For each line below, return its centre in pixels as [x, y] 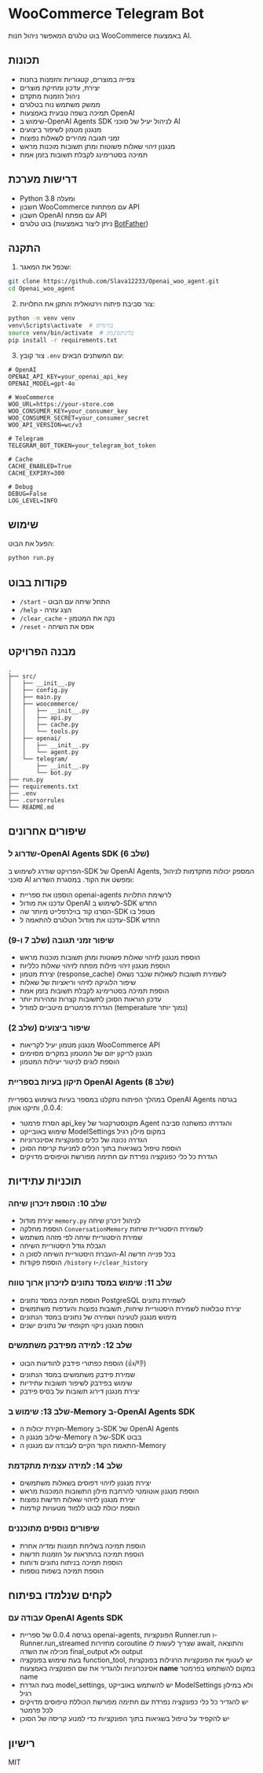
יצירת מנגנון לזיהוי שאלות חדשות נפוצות [77, 1500]
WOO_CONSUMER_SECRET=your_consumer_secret [79, 418]
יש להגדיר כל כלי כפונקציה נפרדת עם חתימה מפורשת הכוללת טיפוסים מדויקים [134, 1702]
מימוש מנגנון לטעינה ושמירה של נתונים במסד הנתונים [98, 1316]
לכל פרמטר [36, 1710]
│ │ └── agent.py [44, 752]
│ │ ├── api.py [40, 717]
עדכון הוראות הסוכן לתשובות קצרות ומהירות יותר [91, 999]
